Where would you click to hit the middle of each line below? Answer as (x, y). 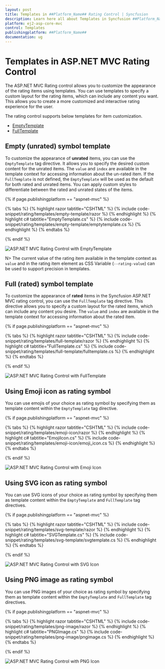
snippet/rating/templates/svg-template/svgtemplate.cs (60, 540)
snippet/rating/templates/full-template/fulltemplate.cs (59, 351)
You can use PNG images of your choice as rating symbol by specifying (78, 592)
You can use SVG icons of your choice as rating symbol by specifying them (81, 495)
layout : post (18, 10)
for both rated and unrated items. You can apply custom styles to (71, 184)
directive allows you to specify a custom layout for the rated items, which (79, 306)
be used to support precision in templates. (48, 268)
